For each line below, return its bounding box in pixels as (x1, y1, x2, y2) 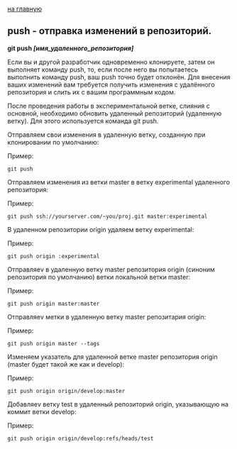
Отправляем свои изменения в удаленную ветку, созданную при (7, 130, 206, 139)
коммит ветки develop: (7, 407, 77, 416)
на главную (7, 5, 43, 13)
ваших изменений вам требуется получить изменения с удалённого (7, 80, 215, 89)
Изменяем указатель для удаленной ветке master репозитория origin (7, 353, 218, 361)
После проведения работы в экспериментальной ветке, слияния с (7, 101, 211, 110)
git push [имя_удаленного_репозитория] (7, 44, 134, 52)
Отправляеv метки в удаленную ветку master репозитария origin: (7, 312, 206, 321)
